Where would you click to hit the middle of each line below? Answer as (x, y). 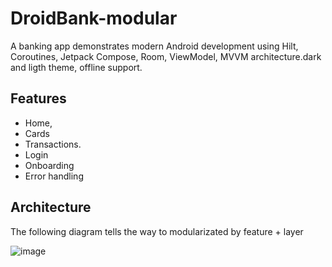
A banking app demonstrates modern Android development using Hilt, (154, 46)
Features (38, 98)
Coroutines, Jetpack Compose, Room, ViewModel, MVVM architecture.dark (166, 56)
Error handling (54, 176)
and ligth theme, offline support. (76, 67)
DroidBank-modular (94, 18)
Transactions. (53, 144)
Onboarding (49, 165)
